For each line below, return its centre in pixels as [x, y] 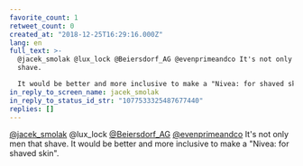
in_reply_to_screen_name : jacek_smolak [84, 92]
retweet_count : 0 [42, 26]
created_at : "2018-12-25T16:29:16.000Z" [87, 34]
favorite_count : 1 [44, 17]
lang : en [26, 43]
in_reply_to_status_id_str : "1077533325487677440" [106, 100]
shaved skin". [34, 153]
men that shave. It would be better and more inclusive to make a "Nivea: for [150, 144]
